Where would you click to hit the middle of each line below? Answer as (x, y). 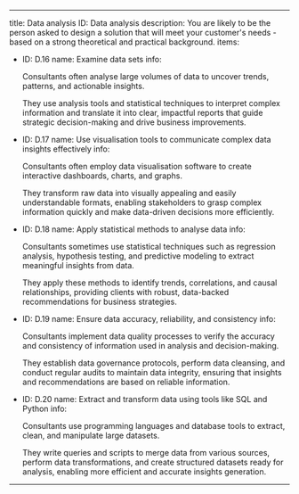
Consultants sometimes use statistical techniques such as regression (149, 247)
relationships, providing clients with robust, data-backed (125, 292)
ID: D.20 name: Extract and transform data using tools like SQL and (145, 399)
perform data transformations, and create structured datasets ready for (153, 462)
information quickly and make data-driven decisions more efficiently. (148, 212)
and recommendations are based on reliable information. (126, 382)
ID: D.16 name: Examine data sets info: (92, 59)
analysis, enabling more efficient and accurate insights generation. (144, 472)
